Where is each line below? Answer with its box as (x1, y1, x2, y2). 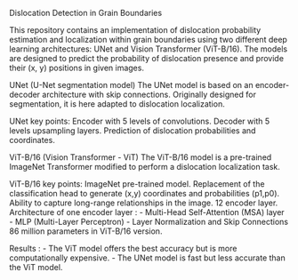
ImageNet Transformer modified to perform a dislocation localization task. (9, 162, 280, 172)
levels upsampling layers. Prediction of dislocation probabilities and (9, 125, 256, 136)
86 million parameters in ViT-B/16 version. (9, 226, 163, 236)
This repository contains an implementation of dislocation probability (9, 25, 262, 35)
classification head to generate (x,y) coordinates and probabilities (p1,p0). (9, 188, 280, 198)
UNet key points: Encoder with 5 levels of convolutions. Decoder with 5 (9, 116, 270, 126)
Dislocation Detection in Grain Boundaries (9, 8, 163, 18)
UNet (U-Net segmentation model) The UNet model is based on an (9, 80, 254, 90)
